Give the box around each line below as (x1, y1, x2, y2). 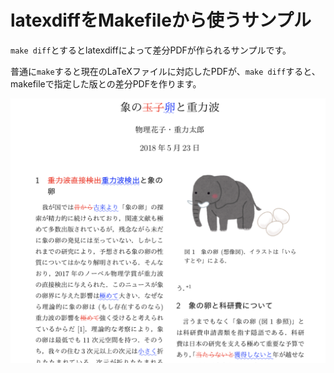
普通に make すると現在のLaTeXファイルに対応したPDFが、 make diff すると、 (10, 65, 321, 77)
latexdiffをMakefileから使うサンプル (10, 9, 312, 32)
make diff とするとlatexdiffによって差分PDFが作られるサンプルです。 (10, 44, 292, 56)
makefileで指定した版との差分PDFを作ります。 (10, 77, 202, 90)
